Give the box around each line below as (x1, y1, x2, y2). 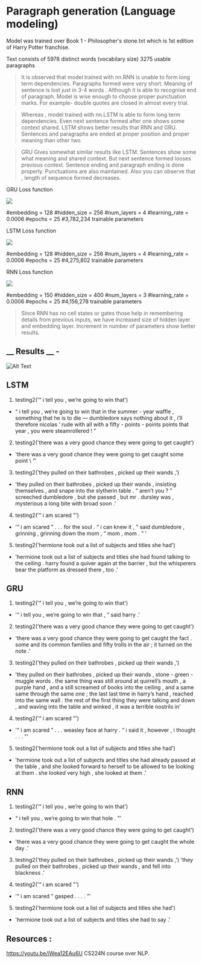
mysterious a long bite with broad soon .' (14, 499, 116, 507)
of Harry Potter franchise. (6, 44, 71, 51)
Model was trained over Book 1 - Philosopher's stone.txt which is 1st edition (6, 37, 194, 44)
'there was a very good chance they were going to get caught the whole (14, 838, 195, 846)
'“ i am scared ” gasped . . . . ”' (14, 893, 92, 900)
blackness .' (14, 869, 45, 876)
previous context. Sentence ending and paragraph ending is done (21, 161, 185, 168)
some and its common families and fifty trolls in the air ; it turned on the (14, 641, 192, 648)
